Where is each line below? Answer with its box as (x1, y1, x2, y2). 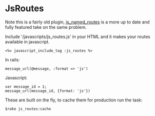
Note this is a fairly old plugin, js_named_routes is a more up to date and (5, 19, 150, 25)
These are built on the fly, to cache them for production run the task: (5, 97, 143, 103)
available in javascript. (5, 39, 50, 44)
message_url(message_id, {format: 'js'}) (5, 88, 91, 93)
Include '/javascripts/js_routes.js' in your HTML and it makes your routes (5, 34, 150, 39)
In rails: (5, 57, 20, 62)
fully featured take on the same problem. (5, 24, 87, 30)
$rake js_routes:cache (5, 106, 51, 111)
